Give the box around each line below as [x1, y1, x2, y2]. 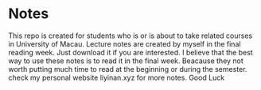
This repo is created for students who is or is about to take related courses [8, 31, 253, 40]
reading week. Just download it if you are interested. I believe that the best [8, 47, 253, 57]
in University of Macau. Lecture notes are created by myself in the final [8, 39, 241, 48]
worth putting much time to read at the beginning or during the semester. [8, 64, 247, 73]
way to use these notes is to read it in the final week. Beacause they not [8, 56, 244, 66]
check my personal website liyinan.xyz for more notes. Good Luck [8, 73, 225, 82]
